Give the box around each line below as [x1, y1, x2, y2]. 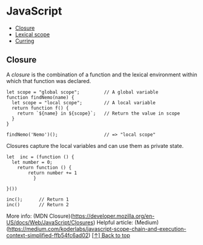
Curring [15, 37, 35, 44]
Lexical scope [15, 30, 50, 38]
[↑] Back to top [92, 232, 130, 239]
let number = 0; [12, 159, 53, 165]
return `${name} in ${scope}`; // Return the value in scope [17, 110, 181, 116]
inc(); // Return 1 [6, 196, 69, 203]
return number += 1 [28, 170, 78, 176]
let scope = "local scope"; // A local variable [12, 99, 156, 106]
